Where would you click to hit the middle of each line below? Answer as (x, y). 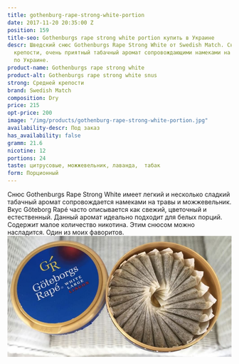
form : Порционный (33, 173)
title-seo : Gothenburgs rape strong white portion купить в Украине (111, 38)
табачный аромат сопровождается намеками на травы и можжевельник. (119, 202)
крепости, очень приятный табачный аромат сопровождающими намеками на (122, 53)
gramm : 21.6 (25, 143)
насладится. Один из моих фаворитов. (66, 232)
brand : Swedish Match (39, 90)
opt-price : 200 (30, 113)
